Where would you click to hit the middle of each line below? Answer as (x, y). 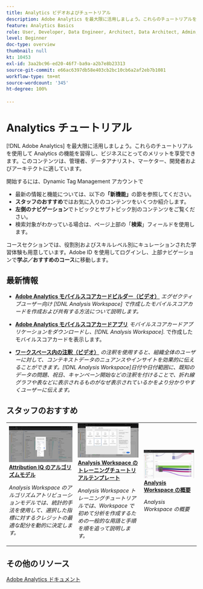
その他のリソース (38, 563)
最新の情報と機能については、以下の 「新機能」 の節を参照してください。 (105, 194)
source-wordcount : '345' (37, 83)
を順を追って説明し (101, 528)
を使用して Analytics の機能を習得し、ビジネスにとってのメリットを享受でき (101, 153)
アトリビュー (51, 495)
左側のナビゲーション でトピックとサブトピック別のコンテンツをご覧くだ (105, 209)
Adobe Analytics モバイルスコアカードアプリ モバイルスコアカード (98, 324)
